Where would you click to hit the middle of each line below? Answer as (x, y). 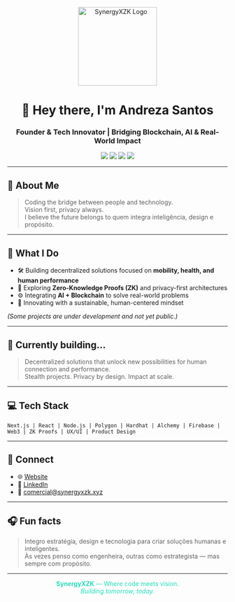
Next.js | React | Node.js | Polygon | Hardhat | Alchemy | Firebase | (114, 425)
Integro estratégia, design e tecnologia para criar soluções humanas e (125, 541)
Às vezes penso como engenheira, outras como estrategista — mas (122, 557)
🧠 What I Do (33, 253)
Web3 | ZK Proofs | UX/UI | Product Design (72, 431)
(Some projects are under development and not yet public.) (93, 316)
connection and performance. (67, 369)
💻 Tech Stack (38, 406)
